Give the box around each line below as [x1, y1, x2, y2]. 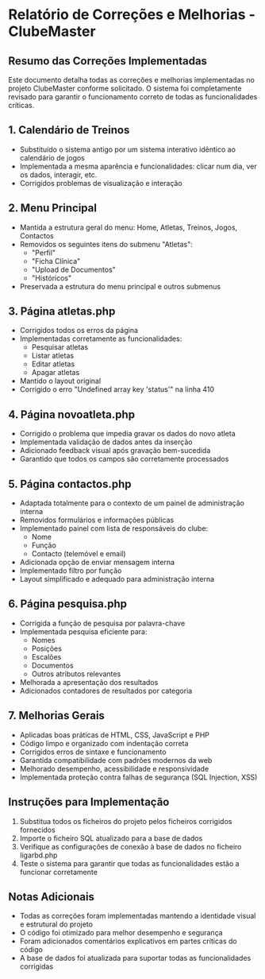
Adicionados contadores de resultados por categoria [19, 686, 193, 695]
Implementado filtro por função [19, 566, 122, 575]
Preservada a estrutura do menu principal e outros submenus [19, 281, 221, 291]
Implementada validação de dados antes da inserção [19, 437, 193, 447]
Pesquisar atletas [31, 342, 89, 352]
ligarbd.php [19, 850, 58, 860]
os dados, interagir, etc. [19, 169, 98, 180]
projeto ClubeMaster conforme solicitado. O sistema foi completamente [8, 83, 242, 93]
